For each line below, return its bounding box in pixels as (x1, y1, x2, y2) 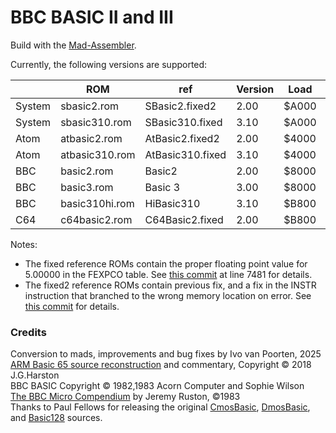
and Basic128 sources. (10, 412, 103, 424)
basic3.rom (60, 180, 114, 194)
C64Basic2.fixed (144, 212, 224, 226)
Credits (10, 325, 47, 339)
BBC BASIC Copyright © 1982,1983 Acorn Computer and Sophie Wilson (10, 380, 305, 392)
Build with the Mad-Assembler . (10, 39, 137, 51)
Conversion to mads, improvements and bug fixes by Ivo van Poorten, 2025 (10, 348, 322, 360)
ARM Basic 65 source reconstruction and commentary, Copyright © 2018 (10, 359, 312, 371)
